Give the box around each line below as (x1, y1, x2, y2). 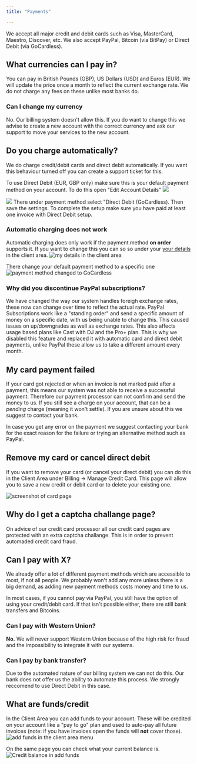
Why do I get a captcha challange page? (6, 510, 156, 520)
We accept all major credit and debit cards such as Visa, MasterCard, (6, 30, 174, 37)
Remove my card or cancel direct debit (6, 453, 151, 463)
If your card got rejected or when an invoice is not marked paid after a (6, 380, 176, 387)
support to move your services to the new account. (6, 128, 131, 136)
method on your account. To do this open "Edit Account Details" (6, 186, 162, 193)
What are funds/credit (6, 699, 89, 709)
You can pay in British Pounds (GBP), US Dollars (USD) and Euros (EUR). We (6, 75, 191, 83)
